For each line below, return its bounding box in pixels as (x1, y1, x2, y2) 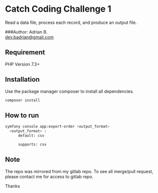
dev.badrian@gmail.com (5, 34, 54, 40)
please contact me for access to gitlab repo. (5, 174, 94, 179)
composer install (5, 97, 40, 103)
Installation (5, 76, 40, 84)
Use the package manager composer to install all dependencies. (5, 88, 134, 94)
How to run (5, 111, 39, 119)
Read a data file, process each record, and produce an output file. (5, 19, 137, 25)
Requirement (5, 48, 45, 57)
